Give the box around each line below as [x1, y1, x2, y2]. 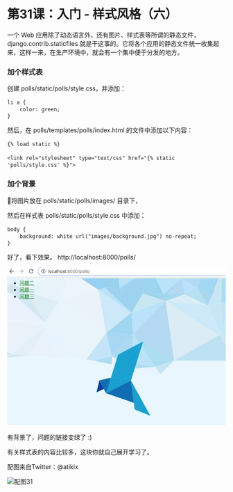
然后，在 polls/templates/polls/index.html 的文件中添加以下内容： [7, 126, 193, 134]
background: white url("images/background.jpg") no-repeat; [19, 232, 197, 240]
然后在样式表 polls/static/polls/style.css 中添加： [7, 211, 146, 219]
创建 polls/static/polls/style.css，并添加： [7, 84, 126, 93]
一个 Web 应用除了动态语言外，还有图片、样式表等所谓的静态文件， [7, 31, 200, 39]
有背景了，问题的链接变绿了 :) [7, 433, 92, 442]
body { [7, 225, 26, 233]
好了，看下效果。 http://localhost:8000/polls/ [7, 253, 137, 261]
